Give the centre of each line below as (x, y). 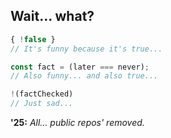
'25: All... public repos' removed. (77, 123)
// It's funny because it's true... (86, 49)
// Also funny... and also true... (84, 76)
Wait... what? (52, 16)
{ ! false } (33, 39)
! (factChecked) (42, 94)
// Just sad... (42, 104)
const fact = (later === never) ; (80, 67)
